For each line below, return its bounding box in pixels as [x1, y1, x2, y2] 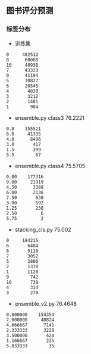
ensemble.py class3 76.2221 [14, 114, 85, 121]
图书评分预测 [6, 5, 54, 16]
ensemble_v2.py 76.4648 [14, 300, 77, 307]
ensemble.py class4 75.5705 [14, 162, 86, 169]
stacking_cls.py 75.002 [14, 226, 71, 233]
